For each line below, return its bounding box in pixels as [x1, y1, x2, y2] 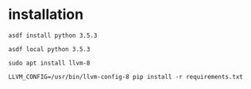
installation [8, 6, 84, 24]
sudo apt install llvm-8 [8, 59, 91, 67]
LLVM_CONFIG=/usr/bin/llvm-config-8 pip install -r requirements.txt [8, 72, 244, 80]
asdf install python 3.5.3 [8, 32, 98, 39]
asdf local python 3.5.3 [8, 45, 91, 53]
